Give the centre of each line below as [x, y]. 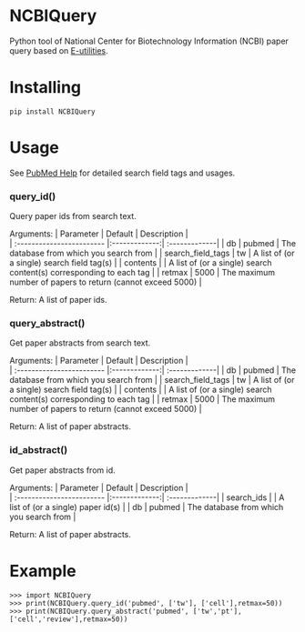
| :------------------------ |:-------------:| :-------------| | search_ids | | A [147, 497]
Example [43, 571]
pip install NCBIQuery [52, 111]
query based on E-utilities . [59, 50]
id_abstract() [39, 450]
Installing [46, 88]
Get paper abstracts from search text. [80, 343]
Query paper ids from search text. [73, 216]
